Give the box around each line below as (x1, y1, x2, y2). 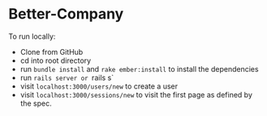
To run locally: (8, 31, 56, 41)
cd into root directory (19, 56, 92, 65)
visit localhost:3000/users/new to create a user (19, 81, 179, 91)
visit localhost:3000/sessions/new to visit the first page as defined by (19, 89, 253, 99)
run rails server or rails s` (19, 72, 114, 82)
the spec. (19, 98, 52, 108)
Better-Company (8, 5, 124, 23)
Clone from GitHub (19, 47, 84, 56)
